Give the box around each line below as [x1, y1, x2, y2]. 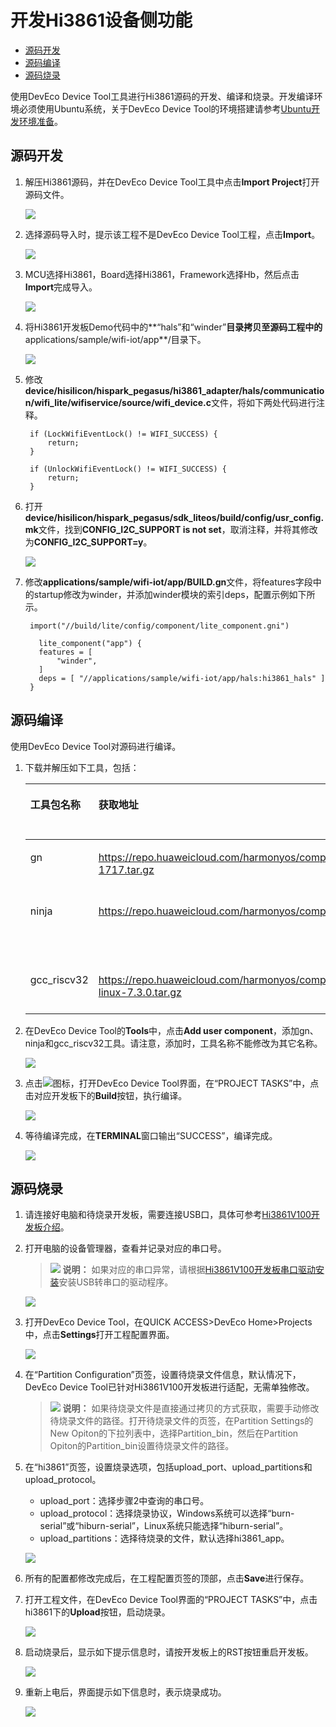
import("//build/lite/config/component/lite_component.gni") [29, 621, 290, 631]
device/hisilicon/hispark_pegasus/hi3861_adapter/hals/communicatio [24, 384, 325, 396]
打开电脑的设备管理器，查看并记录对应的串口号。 [24, 1242, 227, 1255]
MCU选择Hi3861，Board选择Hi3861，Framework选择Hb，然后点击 [24, 268, 300, 280]
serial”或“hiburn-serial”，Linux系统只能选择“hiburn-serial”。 [39, 1520, 289, 1532]
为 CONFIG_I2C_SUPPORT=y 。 [24, 536, 153, 548]
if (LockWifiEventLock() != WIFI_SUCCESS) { [29, 429, 218, 439]
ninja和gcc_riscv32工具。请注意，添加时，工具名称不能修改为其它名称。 [24, 1037, 323, 1049]
